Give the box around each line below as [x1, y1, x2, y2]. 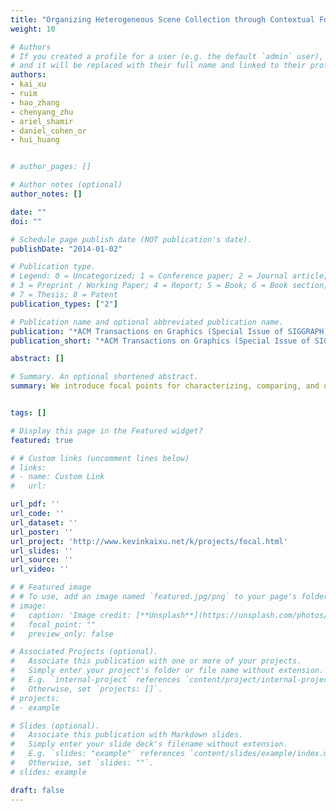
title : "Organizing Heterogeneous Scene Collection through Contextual [10, 14, 315, 25]
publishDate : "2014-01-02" [10, 244, 123, 254]
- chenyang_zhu [10, 107, 74, 117]
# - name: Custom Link [10, 472, 105, 482]
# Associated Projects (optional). [10, 647, 159, 657]
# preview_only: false [10, 629, 114, 639]
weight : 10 [10, 24, 56, 34]
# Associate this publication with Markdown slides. [10, 730, 244, 740]
